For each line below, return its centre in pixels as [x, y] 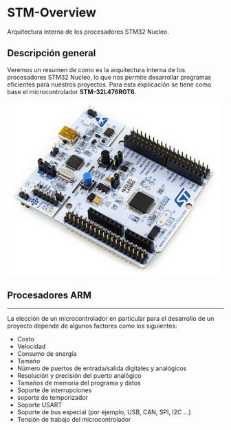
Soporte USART [40, 405]
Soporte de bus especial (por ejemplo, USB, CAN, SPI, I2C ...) [104, 412]
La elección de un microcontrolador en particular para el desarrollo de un [111, 318]
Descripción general [52, 53]
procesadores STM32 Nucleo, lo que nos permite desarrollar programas [109, 77]
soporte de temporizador [52, 397]
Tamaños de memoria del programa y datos [79, 383]
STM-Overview [52, 13]
